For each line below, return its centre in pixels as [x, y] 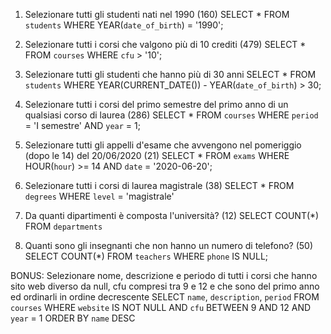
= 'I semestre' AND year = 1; [82, 125]
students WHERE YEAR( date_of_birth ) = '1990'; [124, 25]
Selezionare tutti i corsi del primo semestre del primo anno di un [156, 104]
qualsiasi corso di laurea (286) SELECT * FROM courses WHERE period [171, 115]
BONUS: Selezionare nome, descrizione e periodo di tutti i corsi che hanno [164, 275]
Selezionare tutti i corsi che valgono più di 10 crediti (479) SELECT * [165, 44]
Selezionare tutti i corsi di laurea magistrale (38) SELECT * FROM [159, 185]
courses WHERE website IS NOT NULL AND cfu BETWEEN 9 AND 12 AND [161, 307]
